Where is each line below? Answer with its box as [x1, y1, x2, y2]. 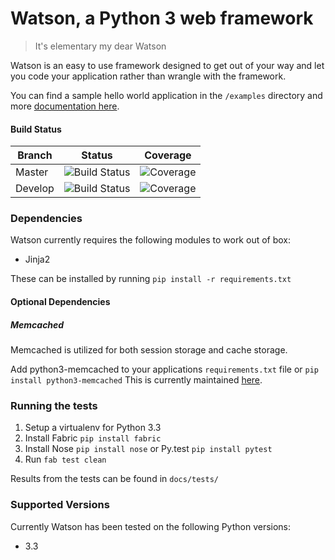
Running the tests [10, 398, 98, 412]
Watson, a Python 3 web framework [10, 7, 314, 30]
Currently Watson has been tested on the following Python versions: [10, 520, 292, 532]
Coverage [144, 148, 192, 162]
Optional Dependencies [10, 296, 111, 308]
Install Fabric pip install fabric [24, 432, 162, 444]
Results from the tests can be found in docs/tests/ [10, 473, 219, 485]
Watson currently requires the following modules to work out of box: [10, 234, 292, 246]
